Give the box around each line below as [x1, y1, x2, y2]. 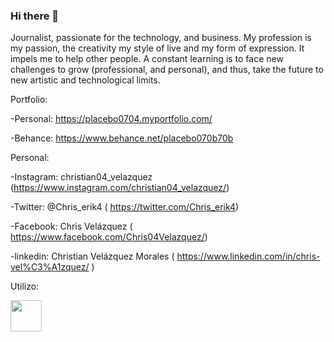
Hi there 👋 [10, 9, 60, 23]
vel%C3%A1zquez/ [10, 261, 90, 273]
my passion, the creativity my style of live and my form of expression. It [10, 42, 305, 54]
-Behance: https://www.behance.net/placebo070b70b [10, 132, 234, 144]
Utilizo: [10, 280, 40, 293]
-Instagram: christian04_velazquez [10, 171, 153, 183]
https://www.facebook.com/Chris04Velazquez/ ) [10, 231, 208, 243]
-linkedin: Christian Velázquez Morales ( [10, 250, 175, 263]
